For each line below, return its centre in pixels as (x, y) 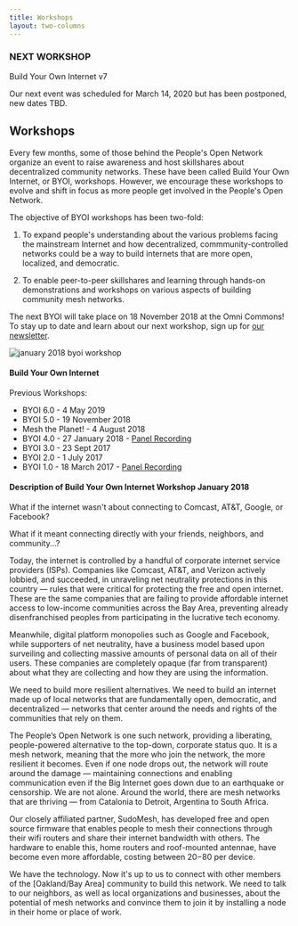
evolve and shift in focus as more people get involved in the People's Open (146, 190)
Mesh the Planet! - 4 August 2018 (84, 429)
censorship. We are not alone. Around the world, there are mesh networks (145, 792)
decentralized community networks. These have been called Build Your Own (149, 171)
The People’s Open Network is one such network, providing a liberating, (141, 735)
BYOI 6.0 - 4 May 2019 (64, 410)
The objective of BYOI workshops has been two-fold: (106, 217)
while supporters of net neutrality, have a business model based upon (137, 644)
